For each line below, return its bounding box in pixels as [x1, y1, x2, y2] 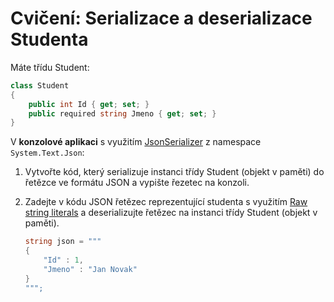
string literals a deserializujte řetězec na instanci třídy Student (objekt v [24, 207, 318, 219]
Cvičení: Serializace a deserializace [10, 7, 313, 30]
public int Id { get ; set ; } [28, 99, 150, 109]
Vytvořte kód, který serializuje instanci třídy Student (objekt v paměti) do [24, 166, 325, 178]
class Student [10, 80, 70, 91]
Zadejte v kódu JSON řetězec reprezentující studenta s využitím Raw [24, 196, 308, 208]
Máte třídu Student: [10, 61, 90, 73]
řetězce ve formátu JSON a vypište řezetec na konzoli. [24, 177, 250, 189]
